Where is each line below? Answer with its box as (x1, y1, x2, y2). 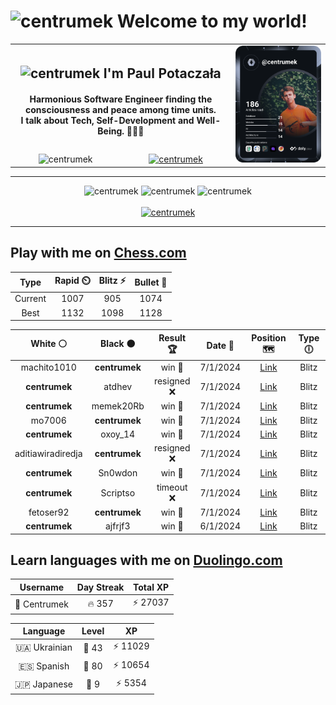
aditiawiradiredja (14, 448, 83, 460)
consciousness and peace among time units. (25, 104, 217, 116)
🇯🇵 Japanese (14, 678, 73, 690)
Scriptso (100, 486, 136, 499)
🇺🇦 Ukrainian (14, 641, 73, 654)
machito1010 (20, 361, 77, 373)
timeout (156, 481, 188, 493)
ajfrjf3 (104, 520, 131, 532)
